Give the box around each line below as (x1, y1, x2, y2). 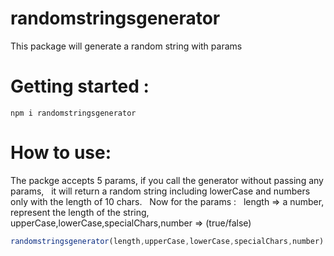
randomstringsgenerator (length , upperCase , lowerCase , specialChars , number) (10, 236, 325, 246)
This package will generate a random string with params (10, 40, 243, 52)
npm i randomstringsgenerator (10, 108, 137, 118)
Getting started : (10, 75, 150, 98)
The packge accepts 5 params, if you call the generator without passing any (10, 174, 324, 186)
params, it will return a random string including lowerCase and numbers (10, 185, 311, 197)
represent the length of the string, (10, 206, 150, 218)
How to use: (10, 142, 112, 164)
